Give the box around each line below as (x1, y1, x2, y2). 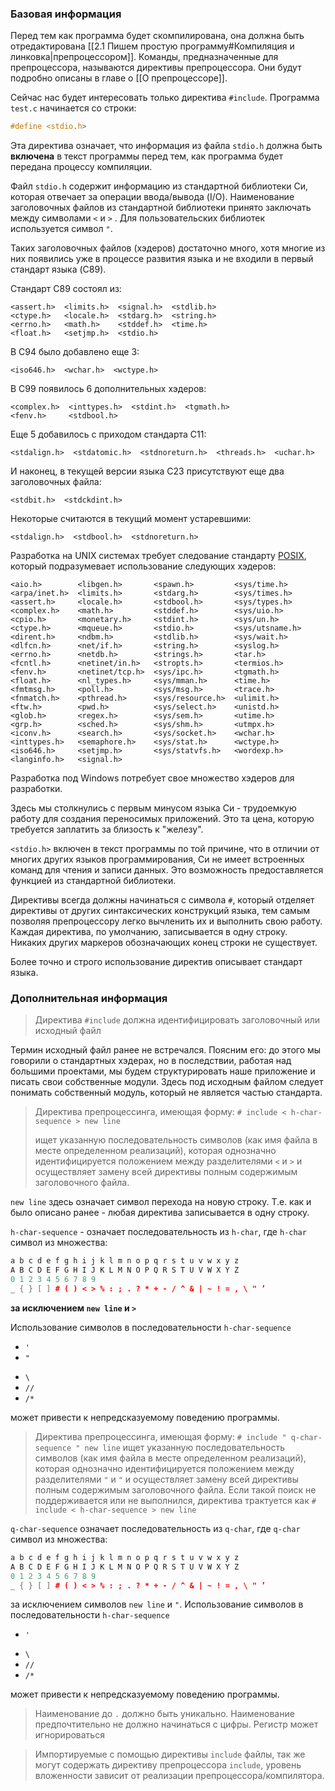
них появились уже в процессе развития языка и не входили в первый (10, 253, 314, 265)
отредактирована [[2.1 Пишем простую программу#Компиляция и (10, 40, 295, 52)
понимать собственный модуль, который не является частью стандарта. (10, 1087, 323, 1099)
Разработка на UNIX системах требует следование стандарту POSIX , (10, 550, 307, 562)
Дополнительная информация (10, 992, 168, 1006)
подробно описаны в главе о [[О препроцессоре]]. (10, 72, 228, 84)
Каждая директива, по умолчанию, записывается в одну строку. (10, 926, 288, 938)
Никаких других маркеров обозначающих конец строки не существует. (10, 937, 318, 949)
